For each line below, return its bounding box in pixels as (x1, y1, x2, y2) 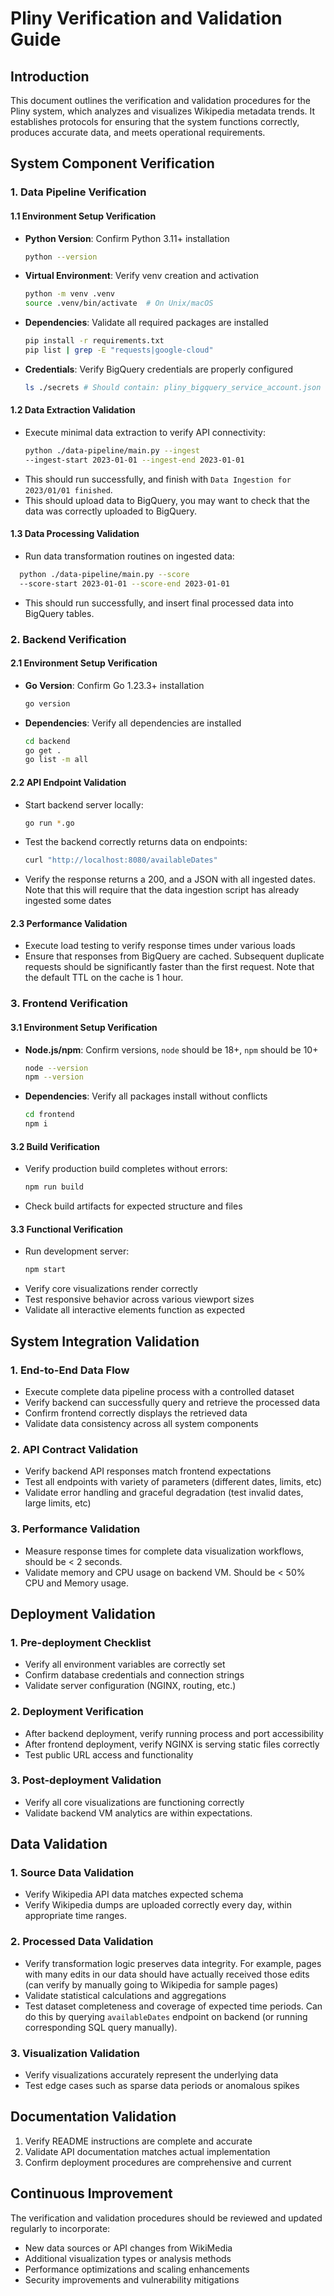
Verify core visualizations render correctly (24, 1283, 198, 1295)
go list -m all (24, 755, 89, 765)
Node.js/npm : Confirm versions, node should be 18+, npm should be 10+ (24, 1043, 319, 1056)
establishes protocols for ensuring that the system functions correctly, (10, 116, 300, 127)
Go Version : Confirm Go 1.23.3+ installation (24, 679, 205, 691)
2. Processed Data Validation (10, 1935, 154, 1949)
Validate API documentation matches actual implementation (24, 2145, 271, 2157)
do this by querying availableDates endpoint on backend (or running (24, 2010, 308, 2022)
